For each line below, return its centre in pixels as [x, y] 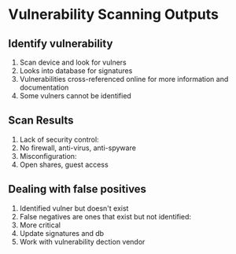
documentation [44, 87]
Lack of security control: [59, 139]
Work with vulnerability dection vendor [82, 241]
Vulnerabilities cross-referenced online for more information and [124, 79]
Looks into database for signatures [76, 71]
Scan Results [41, 121]
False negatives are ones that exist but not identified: [105, 216]
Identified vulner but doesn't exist [74, 208]
